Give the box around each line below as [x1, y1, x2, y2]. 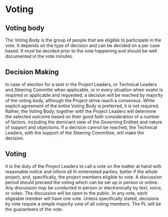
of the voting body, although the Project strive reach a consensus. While [5, 97, 155, 103]
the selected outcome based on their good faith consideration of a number [5, 113, 160, 119]
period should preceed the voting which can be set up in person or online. [5, 179, 159, 185]
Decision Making [5, 68, 59, 76]
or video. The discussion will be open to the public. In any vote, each [5, 190, 147, 196]
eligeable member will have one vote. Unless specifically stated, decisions [5, 195, 159, 201]
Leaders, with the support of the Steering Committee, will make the [5, 129, 144, 136]
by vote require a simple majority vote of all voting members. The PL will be [5, 201, 161, 207]
